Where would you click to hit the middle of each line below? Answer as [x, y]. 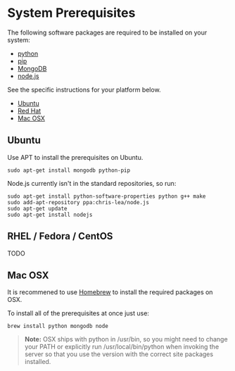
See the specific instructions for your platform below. [84, 89]
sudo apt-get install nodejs [50, 215]
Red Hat [29, 111]
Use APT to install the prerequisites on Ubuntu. [75, 157]
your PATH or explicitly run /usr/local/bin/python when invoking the [122, 347]
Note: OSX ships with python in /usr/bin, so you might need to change [126, 339]
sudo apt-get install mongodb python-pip [69, 170]
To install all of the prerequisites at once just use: [78, 313]
